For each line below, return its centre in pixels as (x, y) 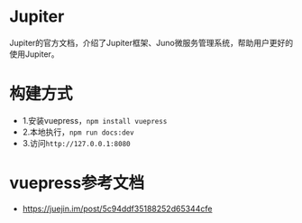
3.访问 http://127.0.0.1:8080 (76, 143)
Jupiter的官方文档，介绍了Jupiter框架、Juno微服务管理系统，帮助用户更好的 (151, 42)
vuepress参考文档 (77, 183)
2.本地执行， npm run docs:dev (78, 132)
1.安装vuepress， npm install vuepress (95, 120)
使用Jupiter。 (35, 54)
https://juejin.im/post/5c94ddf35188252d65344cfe (117, 209)
